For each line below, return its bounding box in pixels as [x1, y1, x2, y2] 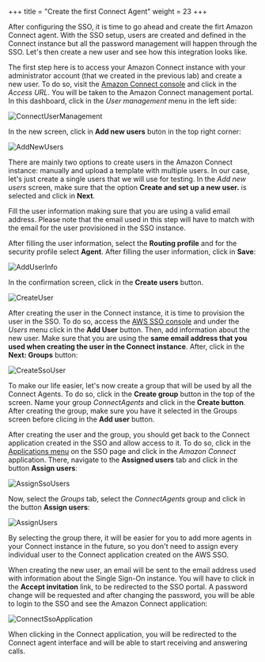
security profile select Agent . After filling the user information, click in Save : [8, 247, 256, 256]
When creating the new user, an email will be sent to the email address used [8, 566, 256, 574]
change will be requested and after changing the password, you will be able [8, 591, 256, 600]
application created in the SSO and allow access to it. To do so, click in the [8, 438, 252, 448]
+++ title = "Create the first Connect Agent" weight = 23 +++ [8, 7, 207, 16]
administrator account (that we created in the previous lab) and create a [8, 71, 243, 80]
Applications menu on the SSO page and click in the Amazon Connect [8, 447, 236, 456]
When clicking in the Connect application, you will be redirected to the [8, 630, 237, 639]
